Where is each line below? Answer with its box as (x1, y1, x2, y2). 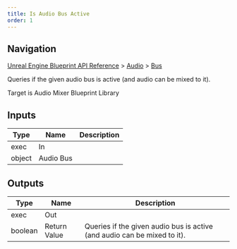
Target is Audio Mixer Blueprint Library (7, 89, 120, 97)
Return (44, 221, 67, 231)
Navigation (7, 43, 56, 55)
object (11, 153, 32, 163)
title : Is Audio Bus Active (7, 10, 90, 18)
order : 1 (7, 17, 33, 24)
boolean (11, 226, 38, 236)
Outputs (7, 177, 44, 189)
